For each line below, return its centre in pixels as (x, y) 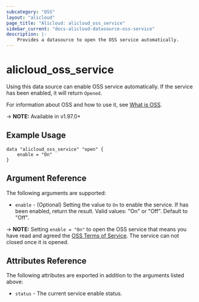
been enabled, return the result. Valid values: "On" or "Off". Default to (101, 211)
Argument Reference (46, 178)
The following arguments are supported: (56, 193)
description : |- (27, 34)
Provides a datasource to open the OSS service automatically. (98, 40)
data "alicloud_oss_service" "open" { (55, 149)
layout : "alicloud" (31, 18)
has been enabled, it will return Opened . (54, 93)
